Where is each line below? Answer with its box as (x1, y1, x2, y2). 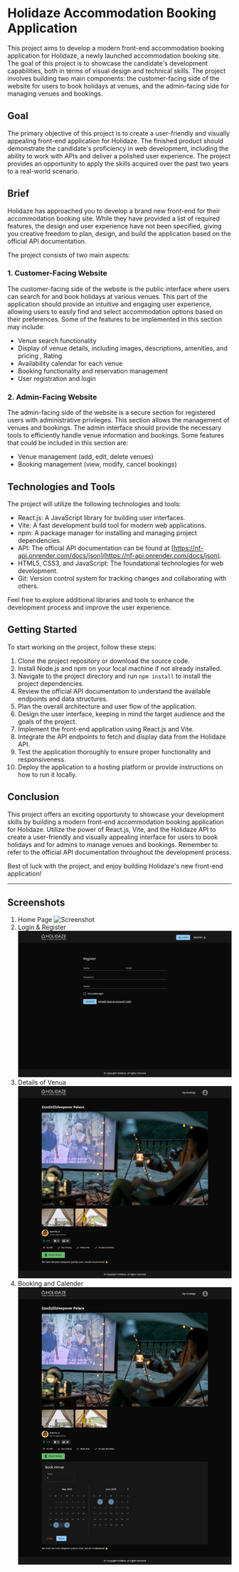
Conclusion (7, 791, 60, 803)
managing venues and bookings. (7, 89, 103, 98)
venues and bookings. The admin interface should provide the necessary (7, 423, 222, 432)
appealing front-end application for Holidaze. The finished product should (7, 136, 224, 145)
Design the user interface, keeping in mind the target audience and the (17, 709, 225, 718)
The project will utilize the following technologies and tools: (7, 500, 181, 508)
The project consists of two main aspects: (7, 250, 130, 259)
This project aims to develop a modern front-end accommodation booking (7, 44, 225, 52)
